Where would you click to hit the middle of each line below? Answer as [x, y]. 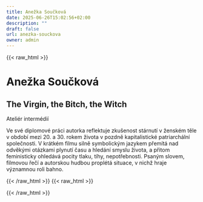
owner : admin [23, 40]
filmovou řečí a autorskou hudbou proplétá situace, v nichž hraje [87, 163]
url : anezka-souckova [34, 35]
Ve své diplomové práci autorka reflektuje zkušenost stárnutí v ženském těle [101, 130]
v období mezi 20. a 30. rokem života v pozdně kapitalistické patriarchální [98, 137]
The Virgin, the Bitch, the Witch [67, 104]
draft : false [23, 29]
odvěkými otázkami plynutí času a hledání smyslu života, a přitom [88, 150]
